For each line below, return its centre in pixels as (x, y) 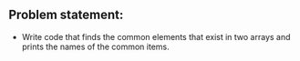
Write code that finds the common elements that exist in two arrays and (156, 36)
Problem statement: (66, 15)
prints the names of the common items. (95, 46)
